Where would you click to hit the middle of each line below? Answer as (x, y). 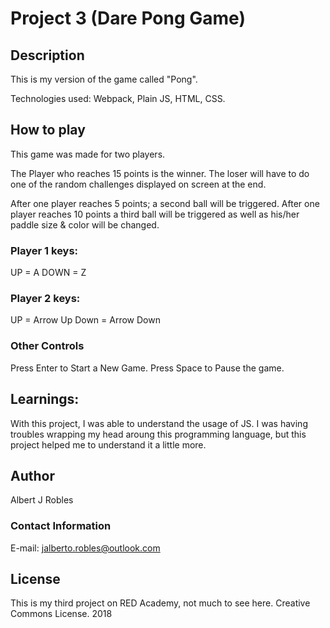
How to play (48, 130)
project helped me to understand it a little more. (108, 444)
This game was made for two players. (88, 154)
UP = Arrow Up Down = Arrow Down (85, 320)
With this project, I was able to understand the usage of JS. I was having (159, 423)
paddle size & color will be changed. (85, 224)
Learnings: (45, 399)
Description (47, 55)
